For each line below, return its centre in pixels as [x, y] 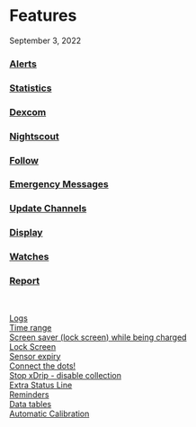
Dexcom [28, 111]
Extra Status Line [41, 385]
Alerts [23, 64]
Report [25, 281]
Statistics [31, 88]
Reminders [29, 394]
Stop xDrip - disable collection [66, 375]
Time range [31, 327]
